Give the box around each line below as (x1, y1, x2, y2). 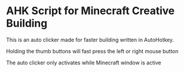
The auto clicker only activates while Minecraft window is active (6, 59, 162, 66)
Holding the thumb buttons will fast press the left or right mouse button (6, 47, 179, 54)
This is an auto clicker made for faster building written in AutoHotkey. (6, 36, 174, 43)
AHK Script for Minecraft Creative (6, 4, 175, 18)
